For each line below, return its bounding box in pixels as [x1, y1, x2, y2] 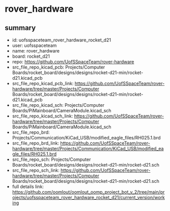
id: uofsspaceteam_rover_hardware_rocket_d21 [12, 37, 111, 43]
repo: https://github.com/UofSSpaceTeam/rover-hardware [12, 59, 134, 64]
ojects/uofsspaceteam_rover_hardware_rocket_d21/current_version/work [12, 195, 165, 200]
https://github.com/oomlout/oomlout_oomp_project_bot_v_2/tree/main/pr [12, 189, 165, 195]
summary [5, 24, 36, 32]
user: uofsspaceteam [12, 42, 57, 49]
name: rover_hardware [12, 48, 60, 54]
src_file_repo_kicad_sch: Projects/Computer [12, 102, 105, 108]
